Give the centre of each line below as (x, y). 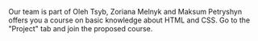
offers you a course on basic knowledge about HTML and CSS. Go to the (129, 20)
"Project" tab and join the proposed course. (81, 29)
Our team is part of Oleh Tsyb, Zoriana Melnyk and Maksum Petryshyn (125, 12)
